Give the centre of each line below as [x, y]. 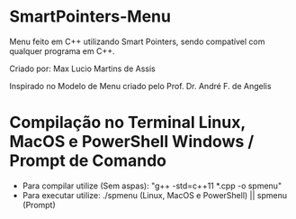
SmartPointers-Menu [90, 17]
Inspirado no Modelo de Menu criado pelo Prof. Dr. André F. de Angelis [140, 86]
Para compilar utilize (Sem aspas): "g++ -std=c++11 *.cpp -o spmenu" [152, 186]
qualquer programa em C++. [62, 50]
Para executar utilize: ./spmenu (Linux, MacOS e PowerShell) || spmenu [155, 195]
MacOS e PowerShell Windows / [132, 142]
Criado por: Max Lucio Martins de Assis [82, 68]
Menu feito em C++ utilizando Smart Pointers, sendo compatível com [137, 41]
